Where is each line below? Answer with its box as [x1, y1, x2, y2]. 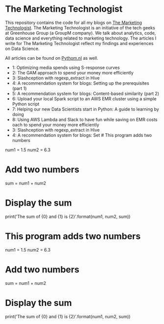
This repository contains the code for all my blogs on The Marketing [5, 20, 142, 25]
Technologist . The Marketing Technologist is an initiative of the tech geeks [5, 24, 155, 30]
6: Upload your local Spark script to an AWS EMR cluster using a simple [12, 95, 157, 101]
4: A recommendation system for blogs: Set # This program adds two [12, 132, 152, 138]
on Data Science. [5, 46, 40, 51]
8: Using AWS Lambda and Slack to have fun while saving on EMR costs [12, 116, 158, 122]
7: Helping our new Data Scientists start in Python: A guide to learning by [12, 106, 159, 112]
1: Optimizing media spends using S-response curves [12, 65, 120, 70]
